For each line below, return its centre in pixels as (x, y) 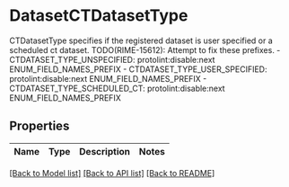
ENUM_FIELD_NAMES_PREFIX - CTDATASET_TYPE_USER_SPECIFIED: (138, 69)
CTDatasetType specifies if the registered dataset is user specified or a (141, 40)
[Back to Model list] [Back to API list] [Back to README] (112, 173)
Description (105, 151)
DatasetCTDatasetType (99, 16)
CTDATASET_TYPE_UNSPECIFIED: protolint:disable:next (112, 59)
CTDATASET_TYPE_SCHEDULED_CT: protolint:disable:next (118, 88)
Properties (39, 126)
